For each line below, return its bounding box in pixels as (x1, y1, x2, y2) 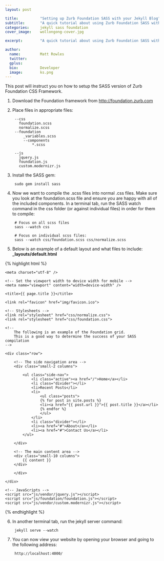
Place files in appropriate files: (12, 107, 73, 113)
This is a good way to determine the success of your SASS (14, 334, 137, 339)
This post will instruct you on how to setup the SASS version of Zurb (5, 83, 143, 89)
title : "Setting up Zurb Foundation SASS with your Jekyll (5, 16, 147, 21)
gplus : (9, 60, 23, 66)
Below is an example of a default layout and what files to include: (12, 246, 143, 252)
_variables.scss (23, 134, 56, 139)
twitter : (9, 56, 27, 61)
